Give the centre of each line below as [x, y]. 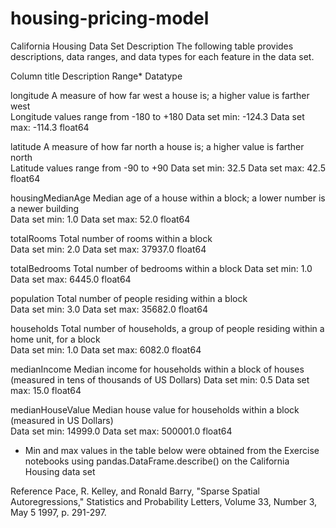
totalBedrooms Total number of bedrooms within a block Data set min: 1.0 [161, 268]
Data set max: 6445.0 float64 [71, 279]
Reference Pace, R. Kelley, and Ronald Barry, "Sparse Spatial [135, 491]
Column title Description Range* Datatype [96, 76]
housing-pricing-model [110, 18]
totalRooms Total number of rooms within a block [111, 238]
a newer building [45, 208]
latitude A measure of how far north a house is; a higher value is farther [157, 146]
